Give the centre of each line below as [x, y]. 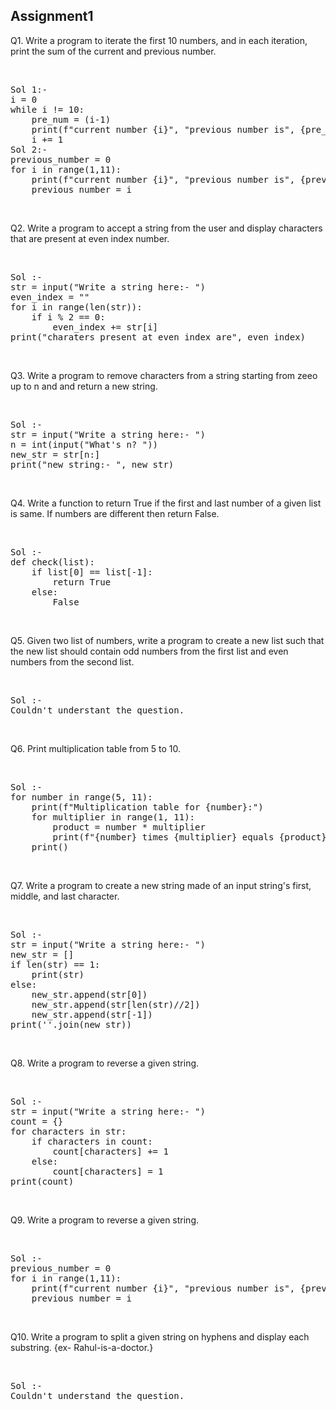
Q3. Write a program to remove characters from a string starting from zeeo [164, 375]
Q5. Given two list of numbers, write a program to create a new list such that [167, 640]
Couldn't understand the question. [97, 1395]
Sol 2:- [29, 149]
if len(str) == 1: [55, 964]
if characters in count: [92, 1141]
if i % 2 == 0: [68, 317]
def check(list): [52, 562]
